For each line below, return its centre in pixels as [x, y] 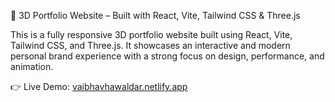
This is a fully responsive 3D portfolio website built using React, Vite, [151, 34]
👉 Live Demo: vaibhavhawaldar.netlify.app [99, 86]
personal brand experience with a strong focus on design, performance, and [167, 56]
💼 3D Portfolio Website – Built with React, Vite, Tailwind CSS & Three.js [155, 15]
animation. [32, 66]
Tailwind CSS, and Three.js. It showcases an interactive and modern [150, 45]
